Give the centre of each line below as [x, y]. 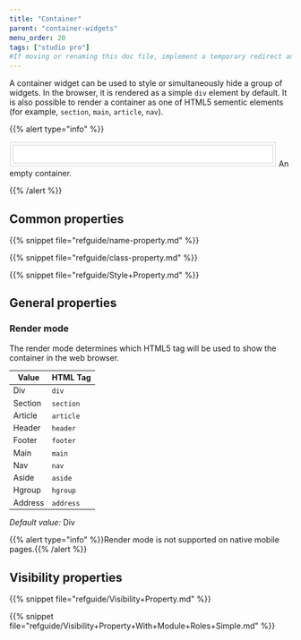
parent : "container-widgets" [64, 28]
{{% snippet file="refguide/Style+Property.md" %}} [104, 275]
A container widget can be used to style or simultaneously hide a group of [146, 83]
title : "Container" [46, 19]
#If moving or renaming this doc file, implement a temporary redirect [146, 57]
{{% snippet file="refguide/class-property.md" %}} [104, 257]
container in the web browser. [64, 357]
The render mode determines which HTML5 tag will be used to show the [143, 348]
